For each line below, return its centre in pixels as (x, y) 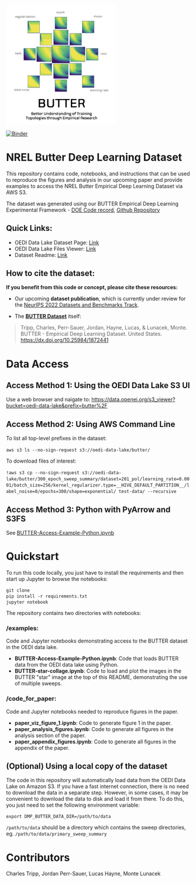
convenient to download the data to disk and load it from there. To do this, (95, 799)
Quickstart (33, 557)
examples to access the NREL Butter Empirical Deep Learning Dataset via (94, 186)
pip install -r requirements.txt (47, 596)
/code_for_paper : (31, 699)
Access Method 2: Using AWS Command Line (91, 424)
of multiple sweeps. (38, 684)
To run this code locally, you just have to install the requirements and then (95, 572)
